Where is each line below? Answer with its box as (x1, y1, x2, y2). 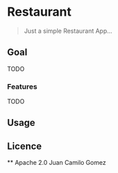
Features (7, 81, 38, 91)
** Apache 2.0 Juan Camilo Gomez (7, 159, 106, 167)
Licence (7, 140, 43, 152)
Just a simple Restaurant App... (23, 27, 113, 35)
